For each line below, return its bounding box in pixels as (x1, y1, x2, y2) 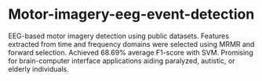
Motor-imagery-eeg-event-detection (8, 5, 255, 23)
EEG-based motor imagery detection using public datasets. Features (8, 31, 230, 40)
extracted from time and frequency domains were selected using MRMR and (8, 39, 255, 48)
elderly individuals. (8, 64, 69, 73)
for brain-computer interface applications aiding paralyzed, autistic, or (8, 56, 235, 65)
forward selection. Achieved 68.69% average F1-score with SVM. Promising (8, 48, 253, 57)
